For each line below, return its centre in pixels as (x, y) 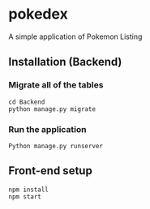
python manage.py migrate (52, 109)
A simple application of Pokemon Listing (75, 36)
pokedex (39, 14)
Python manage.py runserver (56, 146)
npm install (28, 190)
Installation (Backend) (65, 62)
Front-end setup (51, 171)
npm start (25, 196)
